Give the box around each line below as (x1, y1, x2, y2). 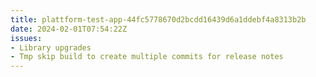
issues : (10, 33, 43, 43)
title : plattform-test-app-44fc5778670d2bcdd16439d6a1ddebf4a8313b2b (10, 14, 307, 25)
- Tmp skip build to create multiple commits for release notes (10, 52, 284, 62)
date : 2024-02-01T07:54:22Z (10, 24, 128, 34)
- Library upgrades (10, 42, 92, 53)
